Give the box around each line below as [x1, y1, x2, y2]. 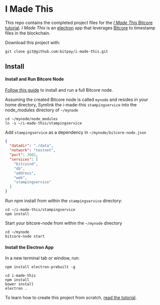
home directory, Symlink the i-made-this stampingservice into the [5, 102, 137, 107]
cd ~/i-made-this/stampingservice [5, 207, 76, 212]
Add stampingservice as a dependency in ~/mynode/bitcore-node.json [5, 129, 147, 135]
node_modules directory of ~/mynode [5, 107, 78, 113]
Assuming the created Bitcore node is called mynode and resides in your [5, 97, 148, 102]
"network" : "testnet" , [9, 148, 56, 153]
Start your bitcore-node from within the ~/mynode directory [5, 220, 122, 226]
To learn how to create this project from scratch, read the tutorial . [5, 295, 137, 301]
